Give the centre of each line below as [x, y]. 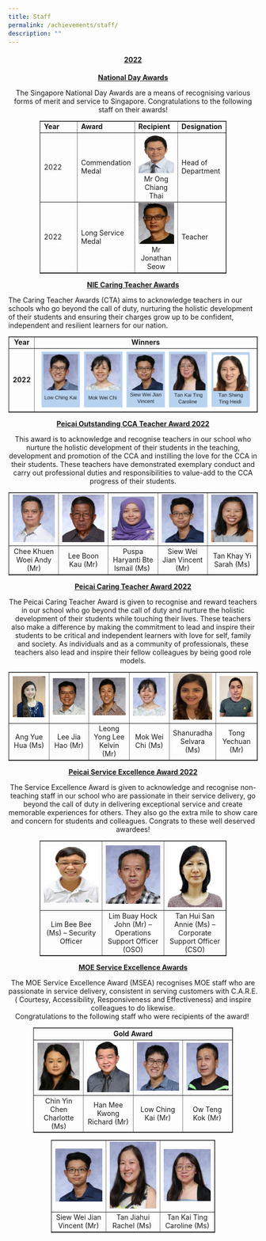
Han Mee [108, 1105]
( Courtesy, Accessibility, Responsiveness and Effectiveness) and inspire [133, 1000]
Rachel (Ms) [132, 1226]
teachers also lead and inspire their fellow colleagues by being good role [133, 652]
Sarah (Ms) [232, 564]
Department [201, 171]
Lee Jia [69, 737]
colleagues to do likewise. [133, 1008]
